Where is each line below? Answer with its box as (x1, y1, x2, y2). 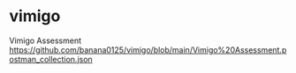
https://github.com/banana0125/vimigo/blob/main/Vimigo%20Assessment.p (9, 44, 287, 55)
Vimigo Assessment (9, 35, 82, 46)
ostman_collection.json (9, 54, 93, 64)
